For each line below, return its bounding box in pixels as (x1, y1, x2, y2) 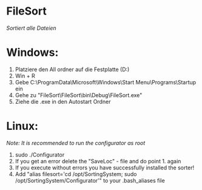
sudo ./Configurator (15, 151, 65, 158)
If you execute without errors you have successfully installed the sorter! (15, 164, 195, 171)
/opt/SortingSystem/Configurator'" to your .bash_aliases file (15, 177, 165, 184)
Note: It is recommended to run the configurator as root (6, 139, 146, 146)
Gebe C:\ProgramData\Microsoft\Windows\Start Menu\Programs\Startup (15, 78, 197, 86)
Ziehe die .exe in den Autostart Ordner (15, 98, 111, 105)
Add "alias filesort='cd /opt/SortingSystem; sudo (15, 170, 137, 177)
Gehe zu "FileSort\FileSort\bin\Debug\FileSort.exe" (15, 91, 143, 98)
